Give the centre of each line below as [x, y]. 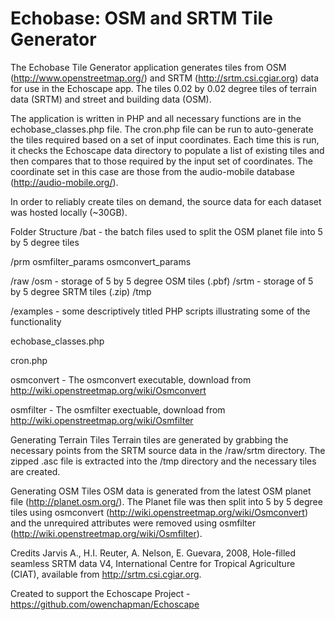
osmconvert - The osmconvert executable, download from [131, 379]
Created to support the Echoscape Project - [100, 593]
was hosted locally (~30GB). [69, 212]
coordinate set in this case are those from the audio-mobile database [152, 171]
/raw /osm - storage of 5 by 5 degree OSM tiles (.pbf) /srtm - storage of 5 [162, 281]
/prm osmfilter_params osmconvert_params [101, 261]
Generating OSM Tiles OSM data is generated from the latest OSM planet [161, 491]
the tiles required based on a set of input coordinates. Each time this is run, [165, 139]
